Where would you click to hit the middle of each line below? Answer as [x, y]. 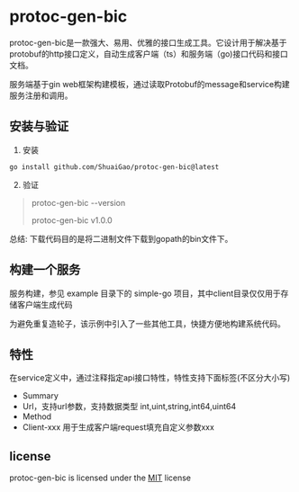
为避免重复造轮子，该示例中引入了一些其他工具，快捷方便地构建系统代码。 [147, 323]
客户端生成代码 [45, 304]
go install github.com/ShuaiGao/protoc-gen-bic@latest [114, 167]
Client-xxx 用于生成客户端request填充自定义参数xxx [118, 427]
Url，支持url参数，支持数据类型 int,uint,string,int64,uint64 [129, 407]
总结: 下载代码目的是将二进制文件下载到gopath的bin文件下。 [121, 238]
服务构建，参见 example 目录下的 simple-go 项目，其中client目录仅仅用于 [145, 293]
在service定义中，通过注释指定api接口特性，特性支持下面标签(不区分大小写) [150, 378]
